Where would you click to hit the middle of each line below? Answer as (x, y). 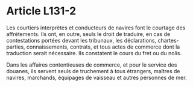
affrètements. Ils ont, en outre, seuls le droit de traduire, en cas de (88, 34)
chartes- (168, 40)
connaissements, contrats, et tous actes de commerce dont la (103, 47)
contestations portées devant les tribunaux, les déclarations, (81, 40)
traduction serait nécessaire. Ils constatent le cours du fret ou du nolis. (94, 53)
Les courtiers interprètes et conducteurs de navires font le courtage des (96, 28)
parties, (16, 47)
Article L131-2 (41, 11)
